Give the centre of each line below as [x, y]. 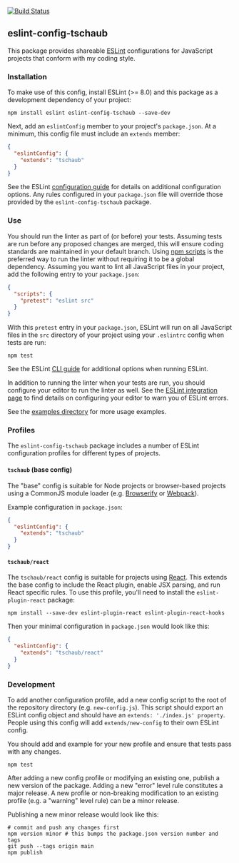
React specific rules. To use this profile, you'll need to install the [101, 592]
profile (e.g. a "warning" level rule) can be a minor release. [93, 800]
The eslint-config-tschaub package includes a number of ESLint [103, 445]
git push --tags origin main [51, 846]
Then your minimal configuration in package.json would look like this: [108, 626]
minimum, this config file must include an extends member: [94, 134]
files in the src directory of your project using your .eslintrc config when [116, 335]
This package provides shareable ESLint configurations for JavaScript [110, 51]
